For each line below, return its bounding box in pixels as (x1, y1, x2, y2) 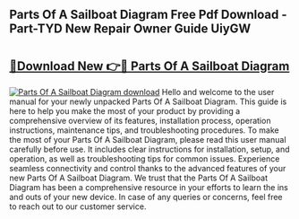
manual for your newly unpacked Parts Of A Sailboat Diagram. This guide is (9, 96, 287, 107)
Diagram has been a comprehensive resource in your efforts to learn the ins (9, 182, 288, 192)
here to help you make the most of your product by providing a (9, 106, 241, 116)
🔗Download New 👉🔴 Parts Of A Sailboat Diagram (9, 58, 290, 74)
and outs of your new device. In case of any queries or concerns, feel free (9, 192, 284, 202)
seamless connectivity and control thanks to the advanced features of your (9, 163, 286, 173)
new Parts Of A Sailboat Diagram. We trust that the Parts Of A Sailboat (9, 172, 269, 183)
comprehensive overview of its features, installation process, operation (9, 116, 271, 126)
